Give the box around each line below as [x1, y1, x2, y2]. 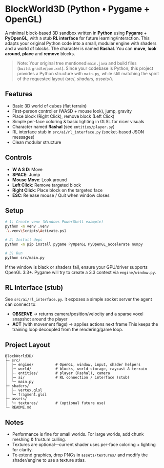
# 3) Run [5, 251, 23, 255]
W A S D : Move [12, 166, 43, 172]
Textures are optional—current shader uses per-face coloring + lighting [12, 441, 156, 447]
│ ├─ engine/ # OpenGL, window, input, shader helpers [5, 362, 141, 367]
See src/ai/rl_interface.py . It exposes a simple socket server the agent [5, 297, 152, 302]
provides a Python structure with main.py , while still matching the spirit [17, 70, 159, 76]
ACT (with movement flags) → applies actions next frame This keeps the [12, 321, 159, 327]
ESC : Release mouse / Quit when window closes [12, 192, 110, 198]
